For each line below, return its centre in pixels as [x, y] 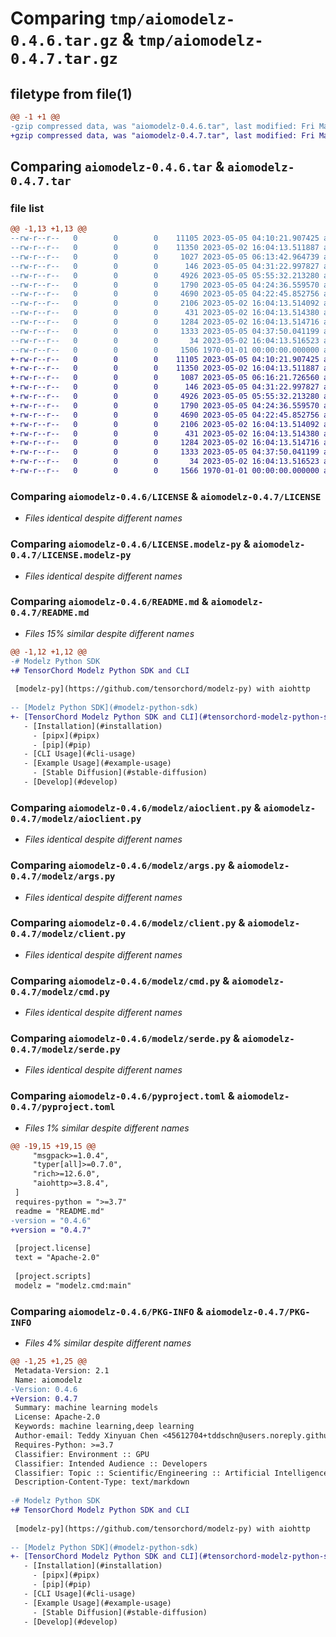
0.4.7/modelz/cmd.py [60, 991]
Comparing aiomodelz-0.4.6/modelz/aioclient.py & [136, 807]
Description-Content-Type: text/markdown [102, 1482]
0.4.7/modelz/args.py [63, 876]
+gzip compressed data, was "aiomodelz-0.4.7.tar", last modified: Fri [162, 135]
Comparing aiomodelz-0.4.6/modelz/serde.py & [125, 1039]
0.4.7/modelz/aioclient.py [76, 818]
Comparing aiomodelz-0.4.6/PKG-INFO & [107, 1311]
